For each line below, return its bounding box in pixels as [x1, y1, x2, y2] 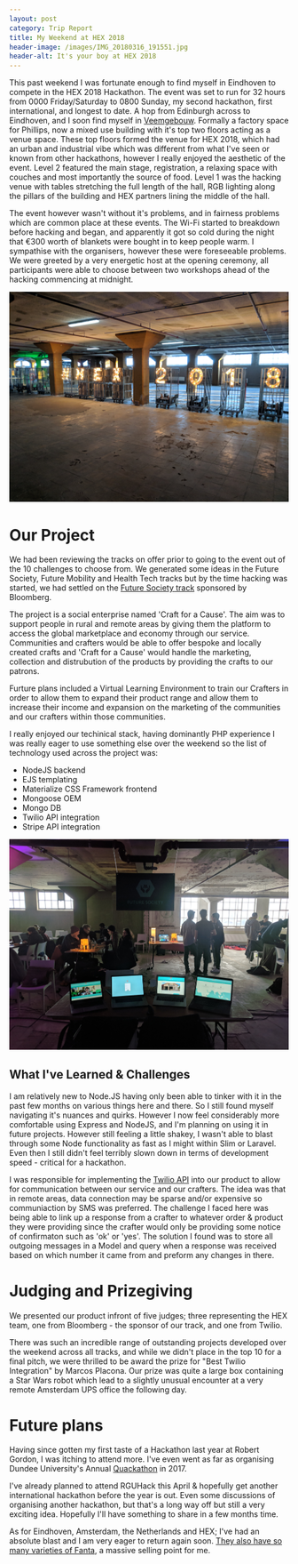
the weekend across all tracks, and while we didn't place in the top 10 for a [9, 1346, 282, 1357]
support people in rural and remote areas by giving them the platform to [9, 619, 271, 630]
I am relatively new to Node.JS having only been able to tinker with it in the [9, 1090, 282, 1102]
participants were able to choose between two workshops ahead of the [9, 265, 271, 276]
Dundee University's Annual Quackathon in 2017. [9, 1464, 188, 1474]
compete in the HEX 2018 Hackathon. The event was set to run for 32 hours [9, 87, 286, 98]
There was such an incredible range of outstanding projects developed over [9, 1336, 286, 1347]
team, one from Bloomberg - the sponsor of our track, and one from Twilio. [9, 1319, 283, 1330]
